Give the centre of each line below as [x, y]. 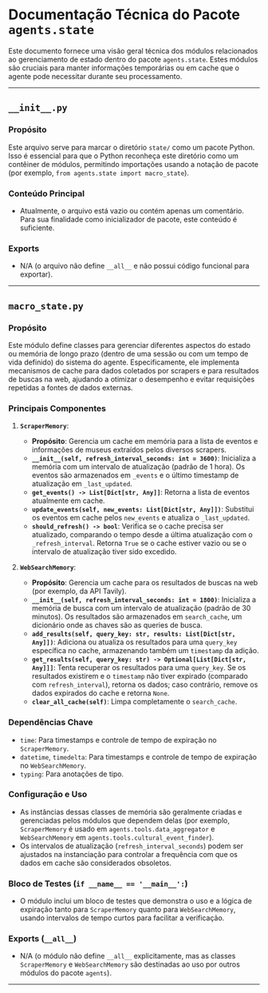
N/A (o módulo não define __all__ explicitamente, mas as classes [128, 956]
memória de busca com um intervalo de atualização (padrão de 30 [141, 608]
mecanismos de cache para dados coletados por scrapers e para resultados [134, 370]
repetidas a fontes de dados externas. [71, 387]
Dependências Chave [51, 723]
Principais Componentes [57, 408]
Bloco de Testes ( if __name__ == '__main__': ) [98, 883]
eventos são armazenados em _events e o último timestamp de [135, 475]
